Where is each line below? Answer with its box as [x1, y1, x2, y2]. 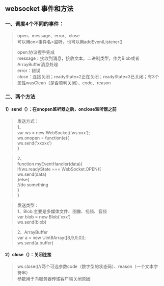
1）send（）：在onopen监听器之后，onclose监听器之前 [5, 106, 117, 112]
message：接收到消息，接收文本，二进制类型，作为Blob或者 [17, 55, 140, 61]
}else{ [17, 176, 29, 182]
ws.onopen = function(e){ [17, 135, 70, 141]
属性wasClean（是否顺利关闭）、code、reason [17, 80, 111, 86]
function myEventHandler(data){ [17, 161, 83, 167]
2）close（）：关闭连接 [5, 252, 52, 258]
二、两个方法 [5, 93, 36, 100]
